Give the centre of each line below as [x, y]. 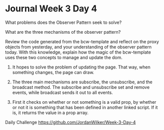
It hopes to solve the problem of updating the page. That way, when [81, 67]
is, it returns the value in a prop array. [50, 113]
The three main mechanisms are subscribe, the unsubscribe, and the [82, 82]
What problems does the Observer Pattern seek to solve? [63, 22]
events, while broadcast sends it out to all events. [62, 92]
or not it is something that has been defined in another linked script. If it [85, 107]
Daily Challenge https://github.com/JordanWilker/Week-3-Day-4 [70, 122]
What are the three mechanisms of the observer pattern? [63, 32]
